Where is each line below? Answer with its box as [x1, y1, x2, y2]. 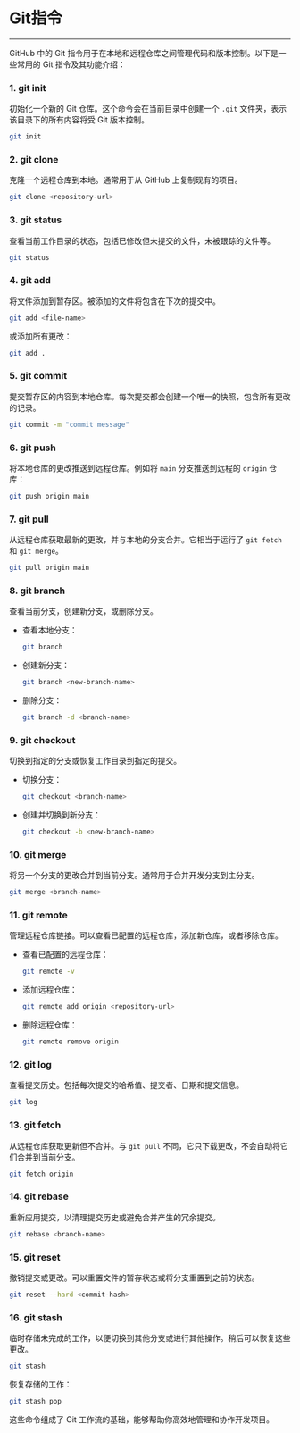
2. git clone [9, 154, 59, 166]
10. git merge [9, 848, 67, 860]
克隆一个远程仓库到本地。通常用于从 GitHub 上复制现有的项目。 [9, 175, 243, 186]
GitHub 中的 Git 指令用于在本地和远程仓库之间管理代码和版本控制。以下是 [9, 47, 279, 58]
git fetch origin [9, 1169, 74, 1178]
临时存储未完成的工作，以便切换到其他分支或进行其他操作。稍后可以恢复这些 [9, 1333, 291, 1344]
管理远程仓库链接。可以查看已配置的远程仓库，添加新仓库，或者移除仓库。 [9, 930, 283, 941]
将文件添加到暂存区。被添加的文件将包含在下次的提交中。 [9, 296, 221, 306]
